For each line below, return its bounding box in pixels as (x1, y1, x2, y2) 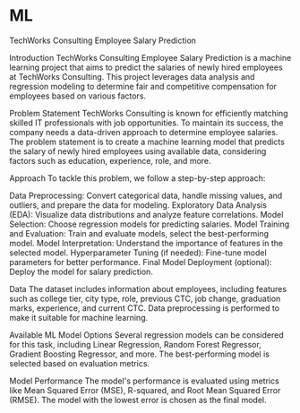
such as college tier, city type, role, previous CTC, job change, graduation (9, 293, 281, 304)
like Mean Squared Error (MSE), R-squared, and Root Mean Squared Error (9, 384, 281, 395)
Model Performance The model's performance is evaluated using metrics (9, 375, 279, 386)
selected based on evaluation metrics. (9, 357, 150, 368)
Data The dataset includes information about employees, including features (9, 283, 287, 294)
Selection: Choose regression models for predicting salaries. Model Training (9, 219, 290, 229)
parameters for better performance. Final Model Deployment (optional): (9, 256, 272, 267)
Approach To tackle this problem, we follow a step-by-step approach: (9, 172, 266, 184)
